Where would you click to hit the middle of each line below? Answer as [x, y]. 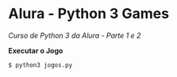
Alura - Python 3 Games [88, 14]
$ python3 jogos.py [40, 65]
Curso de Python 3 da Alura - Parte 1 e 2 [75, 35]
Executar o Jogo [36, 50]
